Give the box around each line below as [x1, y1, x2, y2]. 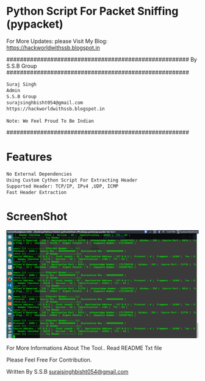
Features [6, 150, 52, 164]
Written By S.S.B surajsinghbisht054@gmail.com [6, 368, 129, 375]
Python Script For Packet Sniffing [6, 4, 179, 18]
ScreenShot [6, 209, 68, 223]
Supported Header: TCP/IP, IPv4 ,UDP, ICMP [6, 183, 119, 189]
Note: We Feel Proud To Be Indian [6, 118, 95, 124]
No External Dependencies [6, 171, 72, 177]
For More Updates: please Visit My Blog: [6, 37, 108, 45]
